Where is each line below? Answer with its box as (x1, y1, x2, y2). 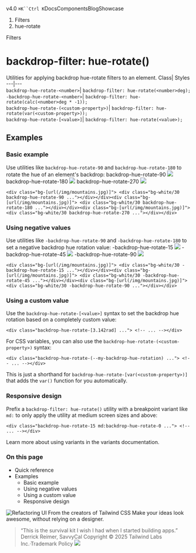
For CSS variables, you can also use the (6, 338, 103, 345)
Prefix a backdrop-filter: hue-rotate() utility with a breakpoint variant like (6, 405, 188, 412)
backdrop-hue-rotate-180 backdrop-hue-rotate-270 (6, 178, 139, 185)
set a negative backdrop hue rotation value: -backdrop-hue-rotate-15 (6, 244, 174, 251)
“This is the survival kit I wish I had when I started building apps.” (20, 526, 178, 534)
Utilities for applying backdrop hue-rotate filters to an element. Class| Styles (6, 74, 190, 81)
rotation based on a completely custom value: (6, 316, 117, 323)
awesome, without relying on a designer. (6, 515, 104, 522)
